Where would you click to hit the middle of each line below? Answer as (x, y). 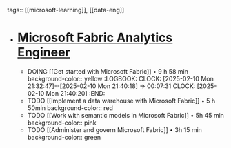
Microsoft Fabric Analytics (95, 38)
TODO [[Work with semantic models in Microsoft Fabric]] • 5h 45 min (125, 115)
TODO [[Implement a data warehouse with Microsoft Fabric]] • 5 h (121, 101)
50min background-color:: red (70, 108)
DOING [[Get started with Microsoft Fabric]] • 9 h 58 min (108, 71)
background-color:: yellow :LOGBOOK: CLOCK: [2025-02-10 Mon (120, 78)
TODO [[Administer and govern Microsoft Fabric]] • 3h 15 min (114, 129)
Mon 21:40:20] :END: (76, 93)
